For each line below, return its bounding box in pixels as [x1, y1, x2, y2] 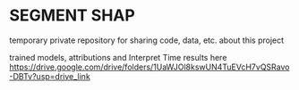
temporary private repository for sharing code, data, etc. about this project [9, 35, 285, 45]
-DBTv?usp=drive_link [9, 70, 91, 81]
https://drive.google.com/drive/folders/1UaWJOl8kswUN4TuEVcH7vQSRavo [9, 61, 290, 72]
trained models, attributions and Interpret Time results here [9, 52, 227, 62]
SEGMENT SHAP [9, 5, 136, 26]
